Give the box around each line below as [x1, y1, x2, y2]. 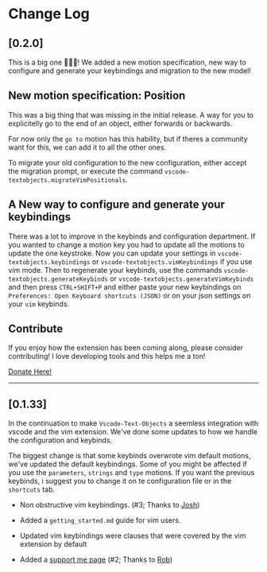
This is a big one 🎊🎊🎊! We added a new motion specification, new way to [8, 57, 246, 67]
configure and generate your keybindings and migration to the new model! [8, 66, 252, 76]
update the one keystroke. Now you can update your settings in [8, 248, 216, 258]
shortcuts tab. [8, 484, 56, 494]
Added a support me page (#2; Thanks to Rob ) [19, 554, 173, 565]
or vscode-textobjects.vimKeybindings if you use [91, 256, 253, 267]
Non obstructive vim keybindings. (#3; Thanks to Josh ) [19, 500, 200, 510]
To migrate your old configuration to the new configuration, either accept [8, 158, 247, 167]
